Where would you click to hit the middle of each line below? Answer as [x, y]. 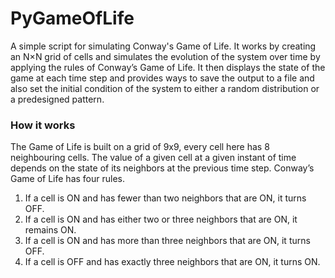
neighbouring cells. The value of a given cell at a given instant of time [153, 158]
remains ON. [50, 230]
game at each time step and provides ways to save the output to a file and [162, 78]
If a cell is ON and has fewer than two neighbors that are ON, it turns [165, 198]
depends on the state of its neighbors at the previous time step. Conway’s [162, 168]
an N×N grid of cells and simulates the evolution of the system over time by [165, 56]
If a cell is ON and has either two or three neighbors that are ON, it [161, 219]
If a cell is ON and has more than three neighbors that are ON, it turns [167, 241]
